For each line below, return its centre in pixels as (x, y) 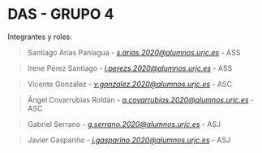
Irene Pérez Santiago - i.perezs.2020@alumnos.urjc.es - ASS (130, 68)
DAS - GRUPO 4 (61, 14)
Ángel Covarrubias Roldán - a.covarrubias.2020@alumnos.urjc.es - (141, 99)
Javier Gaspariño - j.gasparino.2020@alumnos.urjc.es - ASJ (129, 140)
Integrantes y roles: (40, 37)
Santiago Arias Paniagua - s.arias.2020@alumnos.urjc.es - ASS (134, 52)
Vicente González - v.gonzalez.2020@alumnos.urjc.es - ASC (130, 84)
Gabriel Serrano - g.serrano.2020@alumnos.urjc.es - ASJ (124, 124)
